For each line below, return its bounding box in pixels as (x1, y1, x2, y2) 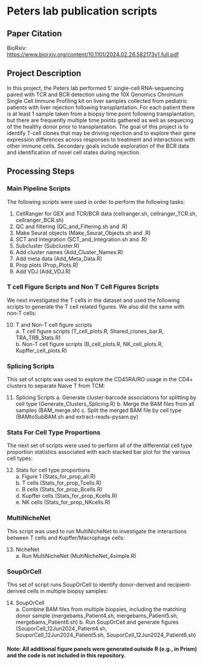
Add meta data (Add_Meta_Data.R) (15, 255, 102, 262)
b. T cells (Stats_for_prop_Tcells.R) (15, 479, 102, 486)
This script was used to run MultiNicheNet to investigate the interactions (7, 528, 187, 535)
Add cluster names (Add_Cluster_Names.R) (15, 248, 123, 255)
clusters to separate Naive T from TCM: (7, 382, 105, 390)
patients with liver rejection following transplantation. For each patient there (7, 103, 195, 111)
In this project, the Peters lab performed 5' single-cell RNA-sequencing (7, 84, 184, 91)
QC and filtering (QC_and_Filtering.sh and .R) (15, 223, 128, 230)
